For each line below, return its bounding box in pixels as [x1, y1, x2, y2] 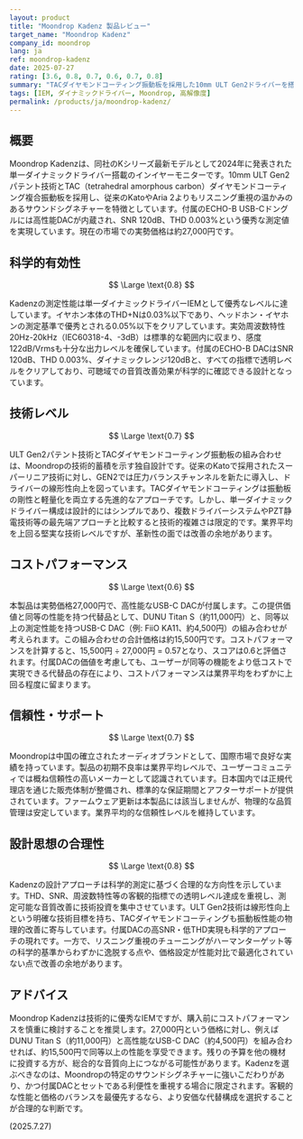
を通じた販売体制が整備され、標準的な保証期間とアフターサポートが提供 [24, 785, 294, 795]
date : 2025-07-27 [9, 64, 75, 73]
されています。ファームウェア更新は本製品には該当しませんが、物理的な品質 [9, 795, 293, 807]
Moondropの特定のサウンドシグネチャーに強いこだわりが [64, 1070, 278, 1080]
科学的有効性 [9, 254, 81, 271]
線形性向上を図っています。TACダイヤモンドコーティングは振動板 [48, 482, 291, 493]
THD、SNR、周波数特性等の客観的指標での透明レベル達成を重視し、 [23, 890, 279, 902]
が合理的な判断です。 [9, 1103, 88, 1114]
